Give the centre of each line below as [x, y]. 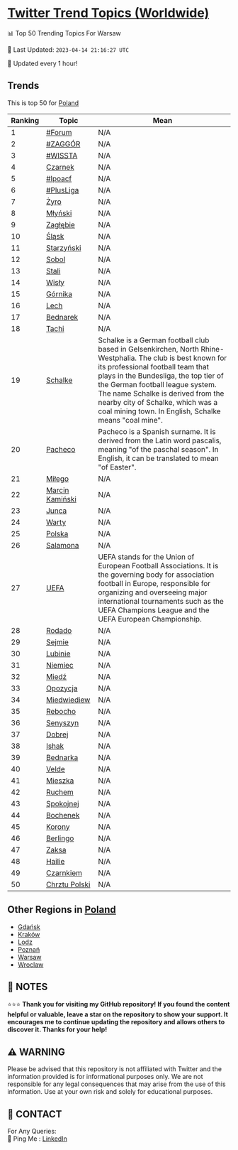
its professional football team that [153, 367]
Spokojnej [62, 803]
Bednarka [62, 757]
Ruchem [60, 792]
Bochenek [63, 815]
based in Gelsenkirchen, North [149, 349]
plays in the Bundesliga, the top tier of [161, 376]
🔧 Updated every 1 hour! [42, 63]
